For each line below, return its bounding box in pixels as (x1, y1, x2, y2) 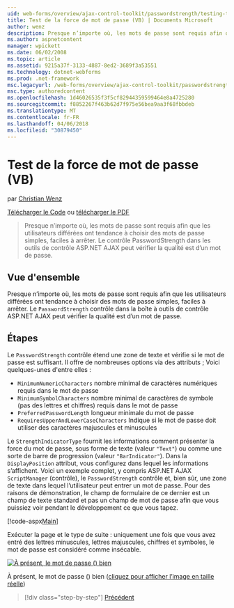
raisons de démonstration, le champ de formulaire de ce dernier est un (7, 488, 210, 497)
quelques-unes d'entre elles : (7, 365, 92, 373)
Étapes (7, 332, 38, 344)
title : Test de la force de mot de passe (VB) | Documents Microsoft (7, 17, 214, 24)
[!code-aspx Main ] (7, 517, 59, 525)
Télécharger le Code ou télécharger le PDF (7, 208, 130, 217)
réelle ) (7, 579, 26, 588)
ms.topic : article (7, 56, 61, 63)
